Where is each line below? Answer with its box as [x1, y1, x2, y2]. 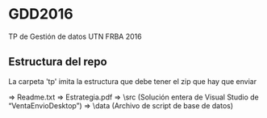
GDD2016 [8, 5, 74, 23]
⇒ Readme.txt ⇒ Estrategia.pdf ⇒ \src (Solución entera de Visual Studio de [8, 92, 260, 102]
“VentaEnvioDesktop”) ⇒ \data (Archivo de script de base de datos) [8, 100, 234, 110]
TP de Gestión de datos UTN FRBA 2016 [8, 32, 143, 41]
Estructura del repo [8, 55, 107, 69]
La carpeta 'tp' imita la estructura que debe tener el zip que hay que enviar [8, 76, 257, 86]
